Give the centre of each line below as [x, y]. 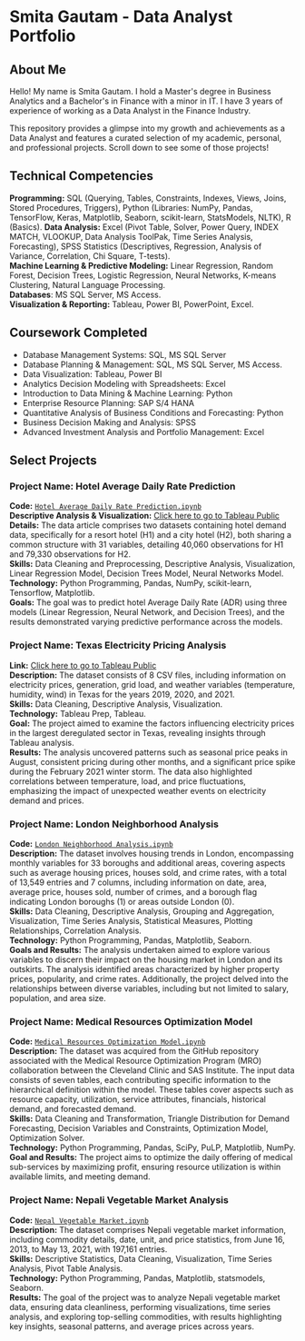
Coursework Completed [79, 333]
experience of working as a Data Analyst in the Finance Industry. [130, 110]
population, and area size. [58, 998]
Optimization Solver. [47, 1138]
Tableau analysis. [42, 742]
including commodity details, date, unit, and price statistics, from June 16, [148, 1239]
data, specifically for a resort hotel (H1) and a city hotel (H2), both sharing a [151, 535]
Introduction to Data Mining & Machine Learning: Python [128, 393]
